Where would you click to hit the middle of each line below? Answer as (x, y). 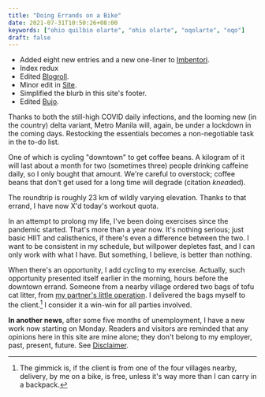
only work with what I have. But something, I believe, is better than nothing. (130, 255)
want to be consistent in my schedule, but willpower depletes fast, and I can (131, 247)
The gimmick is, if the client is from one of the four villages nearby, (128, 368)
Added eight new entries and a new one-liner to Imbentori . (115, 60)
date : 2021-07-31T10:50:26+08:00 (63, 23)
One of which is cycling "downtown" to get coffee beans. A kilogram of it (127, 158)
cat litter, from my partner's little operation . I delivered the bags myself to (127, 295)
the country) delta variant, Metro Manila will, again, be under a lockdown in (130, 125)
